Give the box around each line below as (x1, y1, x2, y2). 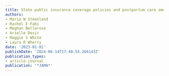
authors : (5, 12, 24, 17)
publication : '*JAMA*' (5, 63, 53, 68)
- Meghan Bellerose (5, 26, 46, 31)
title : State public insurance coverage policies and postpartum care (5, 7, 156, 12)
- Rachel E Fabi (5, 21, 39, 26)
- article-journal (5, 58, 44, 63)
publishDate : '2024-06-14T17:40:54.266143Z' (5, 49, 100, 54)
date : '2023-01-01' (5, 44, 46, 49)
